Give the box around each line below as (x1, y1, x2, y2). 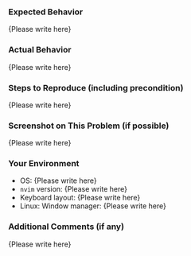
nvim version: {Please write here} (19, 184, 128, 194)
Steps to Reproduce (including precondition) (8, 82, 184, 93)
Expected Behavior (8, 6, 84, 17)
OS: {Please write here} (19, 176, 97, 185)
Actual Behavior (8, 45, 72, 56)
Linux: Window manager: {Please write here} (19, 201, 167, 211)
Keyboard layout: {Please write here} (19, 193, 141, 203)
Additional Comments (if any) (8, 221, 125, 232)
